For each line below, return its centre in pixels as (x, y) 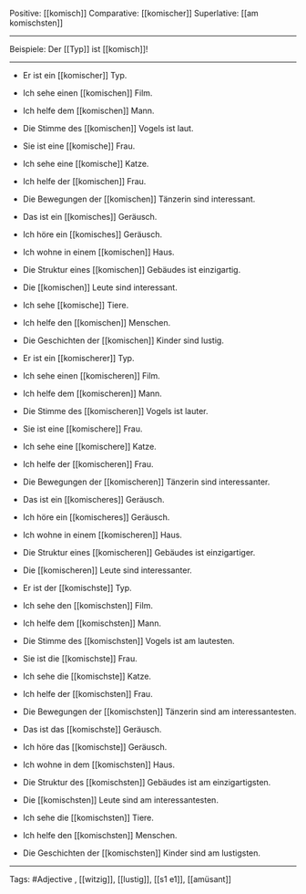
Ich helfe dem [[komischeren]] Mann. (92, 393)
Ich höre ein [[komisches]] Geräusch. (92, 234)
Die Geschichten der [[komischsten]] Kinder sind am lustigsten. (142, 853)
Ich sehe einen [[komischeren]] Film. (92, 376)
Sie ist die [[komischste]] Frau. (80, 659)
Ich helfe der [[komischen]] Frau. (84, 181)
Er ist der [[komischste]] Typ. (77, 588)
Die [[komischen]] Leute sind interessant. (100, 287)
